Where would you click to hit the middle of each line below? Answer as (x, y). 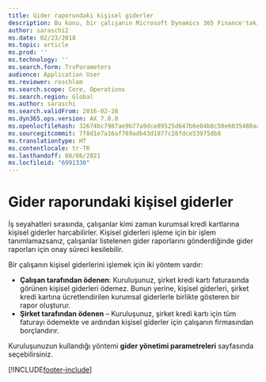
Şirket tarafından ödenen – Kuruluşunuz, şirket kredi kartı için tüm (128, 314)
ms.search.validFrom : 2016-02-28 (63, 112)
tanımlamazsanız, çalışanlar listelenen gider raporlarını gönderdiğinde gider (131, 241)
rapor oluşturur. (45, 305)
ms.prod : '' (28, 52)
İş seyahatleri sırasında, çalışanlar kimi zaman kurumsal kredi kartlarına (124, 224)
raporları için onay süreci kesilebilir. (66, 250)
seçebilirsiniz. (30, 354)
